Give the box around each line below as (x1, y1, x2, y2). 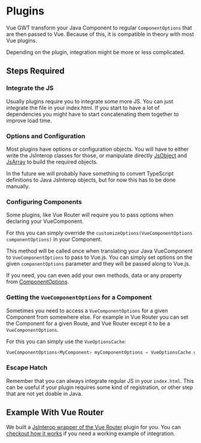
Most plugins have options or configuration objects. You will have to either (6, 145, 189, 153)
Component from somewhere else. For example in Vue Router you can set (6, 313, 188, 320)
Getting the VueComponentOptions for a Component (6, 293, 153, 302)
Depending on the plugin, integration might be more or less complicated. (6, 48, 185, 55)
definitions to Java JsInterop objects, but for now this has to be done (6, 176, 176, 183)
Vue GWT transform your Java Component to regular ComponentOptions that (6, 24, 193, 31)
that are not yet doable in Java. (6, 390, 83, 397)
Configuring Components (6, 197, 83, 206)
